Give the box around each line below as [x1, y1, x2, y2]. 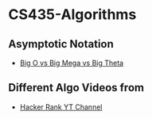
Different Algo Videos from [8, 81, 145, 94]
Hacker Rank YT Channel [19, 102, 103, 112]
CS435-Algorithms [8, 6, 137, 24]
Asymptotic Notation [8, 37, 114, 51]
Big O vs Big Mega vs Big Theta [19, 58, 124, 67]
